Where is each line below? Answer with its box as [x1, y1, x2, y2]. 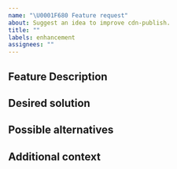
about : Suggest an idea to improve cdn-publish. [8, 19, 171, 27]
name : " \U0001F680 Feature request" [8, 11, 128, 20]
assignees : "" [8, 41, 55, 49]
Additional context [8, 150, 101, 163]
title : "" [8, 26, 41, 34]
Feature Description [8, 70, 108, 83]
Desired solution [8, 96, 90, 110]
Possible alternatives [8, 123, 114, 137]
